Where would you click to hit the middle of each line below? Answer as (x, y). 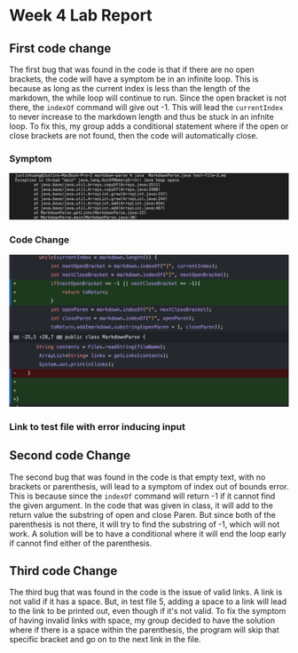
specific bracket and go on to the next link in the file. (105, 640)
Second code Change (70, 455)
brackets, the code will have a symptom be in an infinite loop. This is (134, 79)
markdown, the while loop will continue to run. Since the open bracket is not (148, 98)
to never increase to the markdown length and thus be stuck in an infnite (141, 117)
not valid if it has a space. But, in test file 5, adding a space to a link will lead (148, 601)
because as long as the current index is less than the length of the (130, 88)
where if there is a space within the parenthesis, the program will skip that (144, 630)
